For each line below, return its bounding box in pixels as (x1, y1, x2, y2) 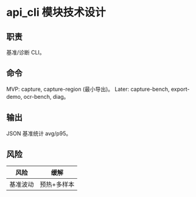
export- (170, 85, 190, 93)
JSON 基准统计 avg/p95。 (6, 130, 72, 137)
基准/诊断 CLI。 (6, 49, 45, 56)
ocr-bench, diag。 (23, 93, 69, 100)
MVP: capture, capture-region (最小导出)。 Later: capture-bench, (6, 85, 170, 93)
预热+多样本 (40, 180, 75, 189)
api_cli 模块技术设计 (6, 5, 107, 19)
